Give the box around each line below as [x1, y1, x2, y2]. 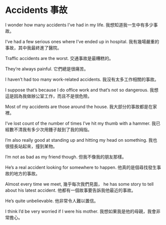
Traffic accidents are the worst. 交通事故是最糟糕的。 [5, 55, 114, 61]
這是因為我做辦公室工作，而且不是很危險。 [5, 93, 92, 99]
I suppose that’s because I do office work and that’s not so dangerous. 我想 [5, 87, 159, 93]
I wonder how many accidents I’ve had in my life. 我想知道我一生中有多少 [5, 22, 154, 28]
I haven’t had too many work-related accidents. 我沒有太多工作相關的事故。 [5, 76, 159, 82]
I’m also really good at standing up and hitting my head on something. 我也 [5, 137, 158, 143]
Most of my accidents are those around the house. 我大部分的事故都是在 [5, 104, 153, 110]
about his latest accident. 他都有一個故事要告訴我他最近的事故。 [5, 187, 136, 193]
